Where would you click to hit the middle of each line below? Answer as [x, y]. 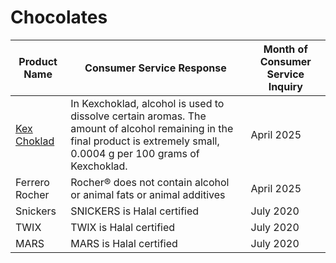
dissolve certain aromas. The [138, 116]
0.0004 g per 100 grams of [135, 153]
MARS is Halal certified [124, 243]
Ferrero [32, 182]
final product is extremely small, [145, 141]
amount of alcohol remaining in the [152, 128]
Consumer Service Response [155, 68]
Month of [285, 49]
